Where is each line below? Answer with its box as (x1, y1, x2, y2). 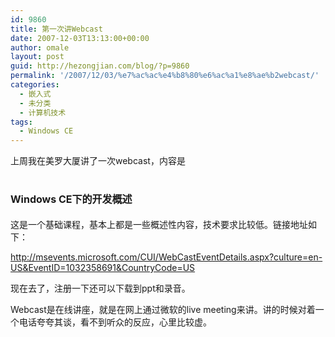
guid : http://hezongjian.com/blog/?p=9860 (10, 61, 190, 71)
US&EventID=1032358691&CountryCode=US (10, 262, 196, 274)
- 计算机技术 (19, 107, 67, 118)
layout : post (10, 52, 65, 62)
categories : (10, 80, 60, 90)
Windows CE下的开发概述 (10, 192, 133, 206)
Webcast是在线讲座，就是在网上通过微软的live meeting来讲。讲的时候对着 (10, 304, 316, 316)
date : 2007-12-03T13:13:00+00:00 (10, 33, 150, 43)
